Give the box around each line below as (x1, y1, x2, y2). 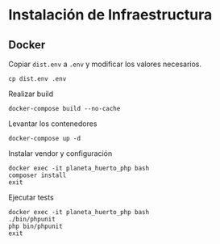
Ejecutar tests (8, 192, 54, 202)
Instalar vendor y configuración (8, 149, 113, 158)
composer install (8, 171, 67, 179)
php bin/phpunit (8, 222, 63, 230)
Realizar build (8, 89, 54, 99)
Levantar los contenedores (8, 119, 98, 128)
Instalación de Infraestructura (8, 6, 213, 24)
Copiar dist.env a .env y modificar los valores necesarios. (8, 59, 202, 69)
